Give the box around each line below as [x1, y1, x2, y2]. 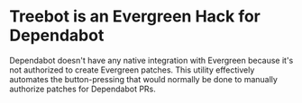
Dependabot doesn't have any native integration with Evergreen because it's [9, 55, 294, 65]
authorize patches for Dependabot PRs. [9, 83, 156, 94]
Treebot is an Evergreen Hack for [9, 6, 261, 27]
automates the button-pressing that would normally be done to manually [9, 73, 278, 84]
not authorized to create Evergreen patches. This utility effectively [9, 64, 255, 75]
